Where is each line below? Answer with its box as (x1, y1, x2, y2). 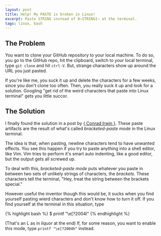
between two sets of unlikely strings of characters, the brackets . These (5, 171, 149, 177)
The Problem (5, 39, 45, 47)
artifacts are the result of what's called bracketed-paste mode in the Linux (5, 125, 156, 131)
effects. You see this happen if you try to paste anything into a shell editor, (5, 146, 156, 151)
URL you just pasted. (5, 68, 48, 74)
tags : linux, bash (5, 21, 43, 26)
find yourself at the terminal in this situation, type (5, 201, 105, 207)
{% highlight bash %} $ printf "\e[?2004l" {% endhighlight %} (5, 210, 130, 216)
